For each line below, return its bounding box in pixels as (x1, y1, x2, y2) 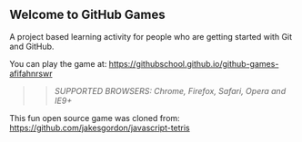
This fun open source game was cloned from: (9, 112, 180, 123)
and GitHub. (9, 41, 55, 52)
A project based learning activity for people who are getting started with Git (9, 31, 293, 42)
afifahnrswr (9, 68, 53, 79)
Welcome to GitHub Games (9, 7, 166, 23)
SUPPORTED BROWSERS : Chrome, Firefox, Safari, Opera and (54, 85, 287, 96)
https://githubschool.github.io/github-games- (108, 58, 279, 69)
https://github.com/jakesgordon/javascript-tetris (9, 122, 191, 133)
